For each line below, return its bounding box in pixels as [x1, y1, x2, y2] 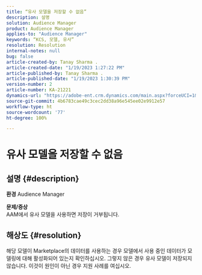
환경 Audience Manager [6, 190, 65, 198]
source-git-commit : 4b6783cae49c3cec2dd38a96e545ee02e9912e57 [6, 98, 165, 104]
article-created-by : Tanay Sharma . [6, 59, 98, 65]
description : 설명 [6, 14, 50, 20]
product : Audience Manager [6, 25, 74, 32]
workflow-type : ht [6, 103, 52, 110]
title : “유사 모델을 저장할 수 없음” [6, 8, 87, 15]
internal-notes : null [6, 48, 61, 54]
